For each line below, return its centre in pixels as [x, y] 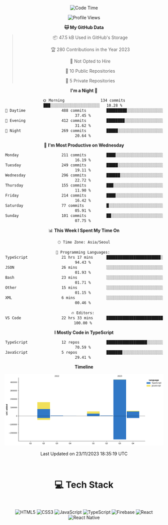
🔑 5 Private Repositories [90, 81]
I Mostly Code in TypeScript [84, 332]
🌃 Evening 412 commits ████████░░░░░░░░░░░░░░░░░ [84, 121]
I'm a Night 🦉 [84, 90]
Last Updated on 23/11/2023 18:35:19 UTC [84, 454]
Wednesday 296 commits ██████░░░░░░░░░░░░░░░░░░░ [84, 175]
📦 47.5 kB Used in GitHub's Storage [90, 37]
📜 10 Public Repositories [90, 71]
